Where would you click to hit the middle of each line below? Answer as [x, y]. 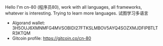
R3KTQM [21, 33]
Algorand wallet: [29, 23]
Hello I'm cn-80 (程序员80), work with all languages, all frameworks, [74, 7]
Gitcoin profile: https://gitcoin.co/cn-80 [51, 38]
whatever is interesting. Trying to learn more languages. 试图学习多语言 [77, 13]
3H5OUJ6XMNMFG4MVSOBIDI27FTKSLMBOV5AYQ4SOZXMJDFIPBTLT [85, 28]
